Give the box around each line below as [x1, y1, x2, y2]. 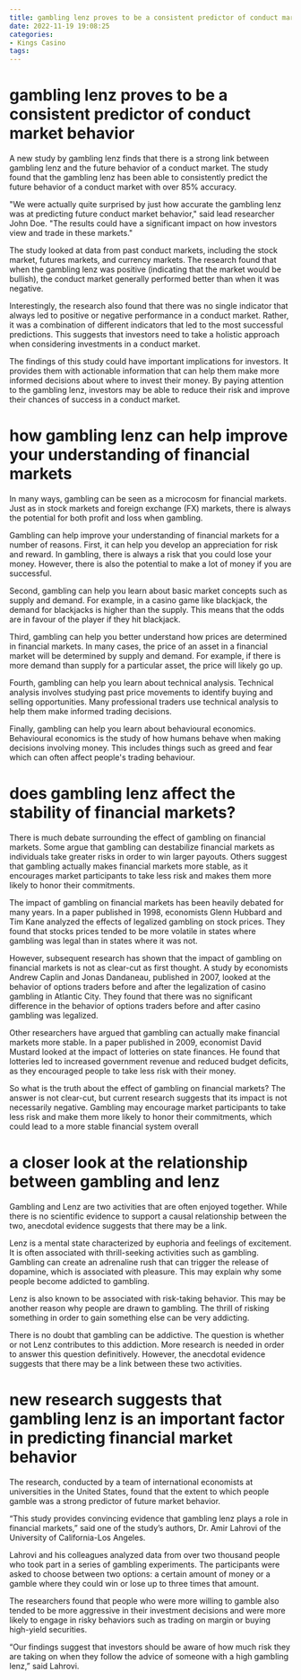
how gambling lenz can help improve [9, 425, 288, 446]
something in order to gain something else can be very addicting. [9, 1312, 250, 1323]
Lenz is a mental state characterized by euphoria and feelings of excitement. [9, 1238, 292, 1248]
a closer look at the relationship [9, 1152, 248, 1173]
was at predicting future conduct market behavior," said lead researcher [9, 208, 275, 220]
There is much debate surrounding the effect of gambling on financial [9, 832, 266, 843]
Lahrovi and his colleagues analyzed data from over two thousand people [9, 1549, 280, 1560]
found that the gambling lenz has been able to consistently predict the [9, 172, 268, 183]
